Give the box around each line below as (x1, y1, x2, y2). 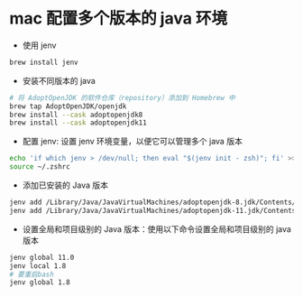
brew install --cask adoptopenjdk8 (9, 110, 143, 119)
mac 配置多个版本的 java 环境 (9, 8, 228, 29)
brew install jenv (9, 58, 78, 67)
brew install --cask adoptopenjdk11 (9, 118, 147, 127)
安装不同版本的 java (22, 75, 96, 86)
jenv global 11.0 (9, 253, 75, 262)
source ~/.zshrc (9, 162, 70, 171)
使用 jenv (22, 40, 57, 51)
